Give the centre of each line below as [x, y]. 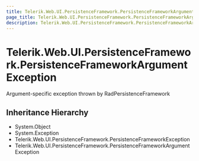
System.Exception [37, 133]
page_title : [21, 17]
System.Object [33, 127]
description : [22, 23]
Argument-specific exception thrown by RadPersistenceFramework [88, 94]
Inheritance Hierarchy [47, 113]
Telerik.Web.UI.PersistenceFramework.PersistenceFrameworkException [102, 140]
